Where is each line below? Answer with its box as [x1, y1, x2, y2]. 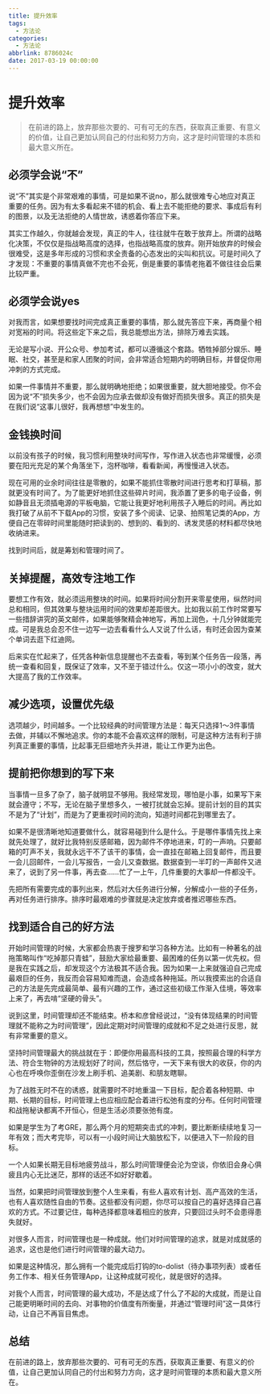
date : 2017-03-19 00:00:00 [8, 57, 99, 65]
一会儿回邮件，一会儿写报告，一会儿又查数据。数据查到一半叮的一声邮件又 [8, 857, 255, 866]
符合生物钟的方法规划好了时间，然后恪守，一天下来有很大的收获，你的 [22, 1057, 255, 1068]
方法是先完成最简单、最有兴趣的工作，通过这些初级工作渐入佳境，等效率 [22, 983, 262, 993]
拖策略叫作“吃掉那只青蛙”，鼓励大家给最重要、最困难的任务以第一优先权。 [8, 952, 255, 963]
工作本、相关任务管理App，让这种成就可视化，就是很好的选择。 [14, 1271, 227, 1281]
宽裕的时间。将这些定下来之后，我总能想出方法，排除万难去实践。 [14, 327, 234, 337]
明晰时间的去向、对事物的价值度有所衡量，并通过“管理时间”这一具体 [29, 1298, 255, 1308]
